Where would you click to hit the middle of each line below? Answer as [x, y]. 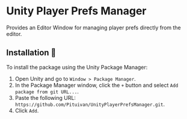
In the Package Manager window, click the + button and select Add [97, 85]
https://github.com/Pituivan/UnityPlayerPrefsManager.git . [90, 104]
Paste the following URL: [45, 97]
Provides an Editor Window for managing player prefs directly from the [94, 28]
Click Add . [27, 110]
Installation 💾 [31, 53]
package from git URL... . [47, 91]
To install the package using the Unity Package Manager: [77, 67]
